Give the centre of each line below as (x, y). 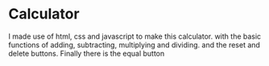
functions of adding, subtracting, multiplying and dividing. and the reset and (134, 44)
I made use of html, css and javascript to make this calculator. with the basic (135, 36)
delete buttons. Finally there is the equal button (87, 53)
